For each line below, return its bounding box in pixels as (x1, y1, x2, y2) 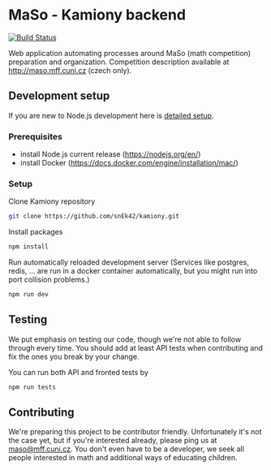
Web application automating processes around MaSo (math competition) (8, 48, 252, 58)
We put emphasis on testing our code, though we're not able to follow (8, 334, 242, 344)
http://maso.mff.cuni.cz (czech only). (8, 65, 132, 75)
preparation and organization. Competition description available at (8, 57, 230, 67)
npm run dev (8, 291, 49, 299)
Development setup (8, 89, 110, 103)
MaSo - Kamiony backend (8, 6, 187, 24)
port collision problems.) (8, 274, 90, 285)
